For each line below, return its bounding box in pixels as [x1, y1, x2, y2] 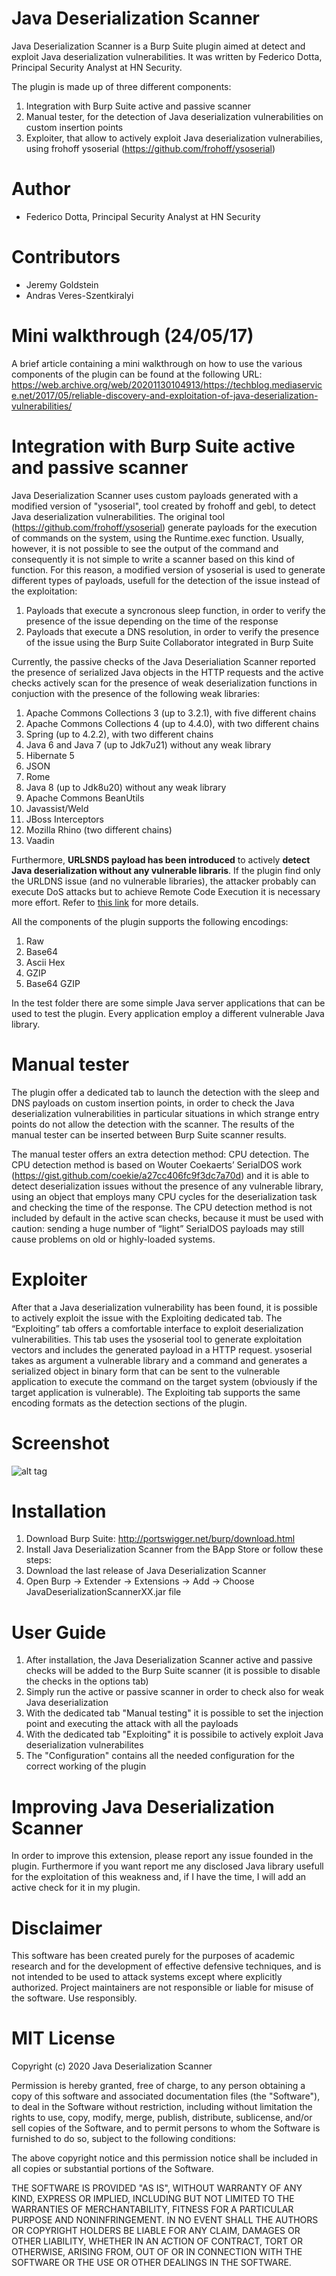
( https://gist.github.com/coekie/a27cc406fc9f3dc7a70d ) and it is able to [11, 1169, 310, 1181]
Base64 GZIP [25, 977, 81, 989]
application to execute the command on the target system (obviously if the [11, 1375, 318, 1387]
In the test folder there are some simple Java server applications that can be [11, 997, 326, 1009]
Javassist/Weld [25, 802, 89, 814]
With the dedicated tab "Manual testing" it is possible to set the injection [25, 1707, 324, 1719]
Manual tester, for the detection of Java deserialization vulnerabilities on [25, 110, 324, 122]
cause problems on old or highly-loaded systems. [11, 1233, 216, 1245]
